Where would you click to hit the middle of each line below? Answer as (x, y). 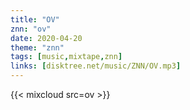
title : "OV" (35, 19)
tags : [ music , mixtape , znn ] (66, 57)
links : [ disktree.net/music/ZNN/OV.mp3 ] (96, 66)
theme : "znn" (37, 47)
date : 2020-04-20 (46, 38)
